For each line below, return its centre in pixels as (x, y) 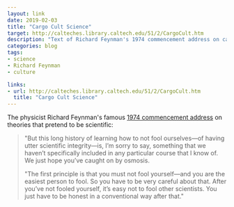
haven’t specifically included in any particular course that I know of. (121, 153)
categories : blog (32, 46)
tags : (15, 53)
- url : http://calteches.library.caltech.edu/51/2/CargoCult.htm (104, 91)
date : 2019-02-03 (32, 20)
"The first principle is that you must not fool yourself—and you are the (124, 174)
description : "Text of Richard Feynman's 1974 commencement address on (113, 40)
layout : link (26, 14)
